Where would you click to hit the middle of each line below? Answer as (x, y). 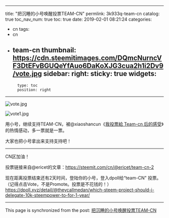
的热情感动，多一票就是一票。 (36, 130)
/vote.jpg (27, 74)
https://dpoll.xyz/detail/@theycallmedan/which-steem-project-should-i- (80, 190)
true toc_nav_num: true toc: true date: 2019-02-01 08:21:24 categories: (79, 19)
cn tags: (21, 29)
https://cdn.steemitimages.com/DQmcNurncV (87, 58)
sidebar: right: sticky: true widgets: (100, 74)
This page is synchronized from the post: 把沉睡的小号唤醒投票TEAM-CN (81, 210)
